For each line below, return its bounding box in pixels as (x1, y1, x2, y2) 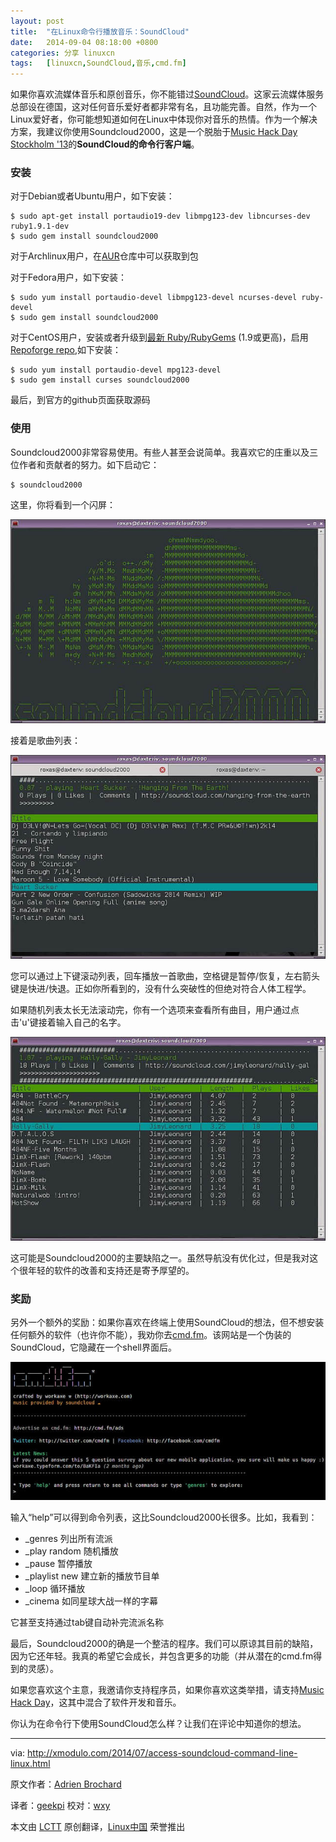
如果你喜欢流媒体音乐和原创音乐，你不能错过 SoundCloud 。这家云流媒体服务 (10, 88, 325, 100)
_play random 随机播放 (24, 1545, 119, 1557)
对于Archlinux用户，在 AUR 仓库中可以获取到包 (10, 250, 199, 262)
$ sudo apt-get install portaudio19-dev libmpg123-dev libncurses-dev (10, 211, 311, 222)
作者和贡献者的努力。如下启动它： (18, 458, 160, 470)
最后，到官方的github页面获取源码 (10, 394, 151, 406)
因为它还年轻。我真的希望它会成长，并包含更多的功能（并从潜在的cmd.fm (10, 1650, 314, 1662)
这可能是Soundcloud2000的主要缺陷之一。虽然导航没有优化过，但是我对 (10, 1251, 310, 1264)
